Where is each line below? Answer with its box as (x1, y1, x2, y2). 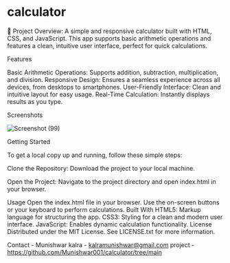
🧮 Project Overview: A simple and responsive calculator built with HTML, (7, 27, 212, 35)
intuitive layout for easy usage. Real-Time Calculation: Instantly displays (7, 90, 210, 98)
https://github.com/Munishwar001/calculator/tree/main (7, 248, 163, 256)
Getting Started (7, 137, 51, 145)
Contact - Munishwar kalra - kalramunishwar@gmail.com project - (7, 240, 195, 249)
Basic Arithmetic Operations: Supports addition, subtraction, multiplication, (7, 68, 218, 76)
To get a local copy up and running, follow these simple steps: (7, 151, 183, 159)
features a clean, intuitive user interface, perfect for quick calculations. (7, 41, 208, 50)
